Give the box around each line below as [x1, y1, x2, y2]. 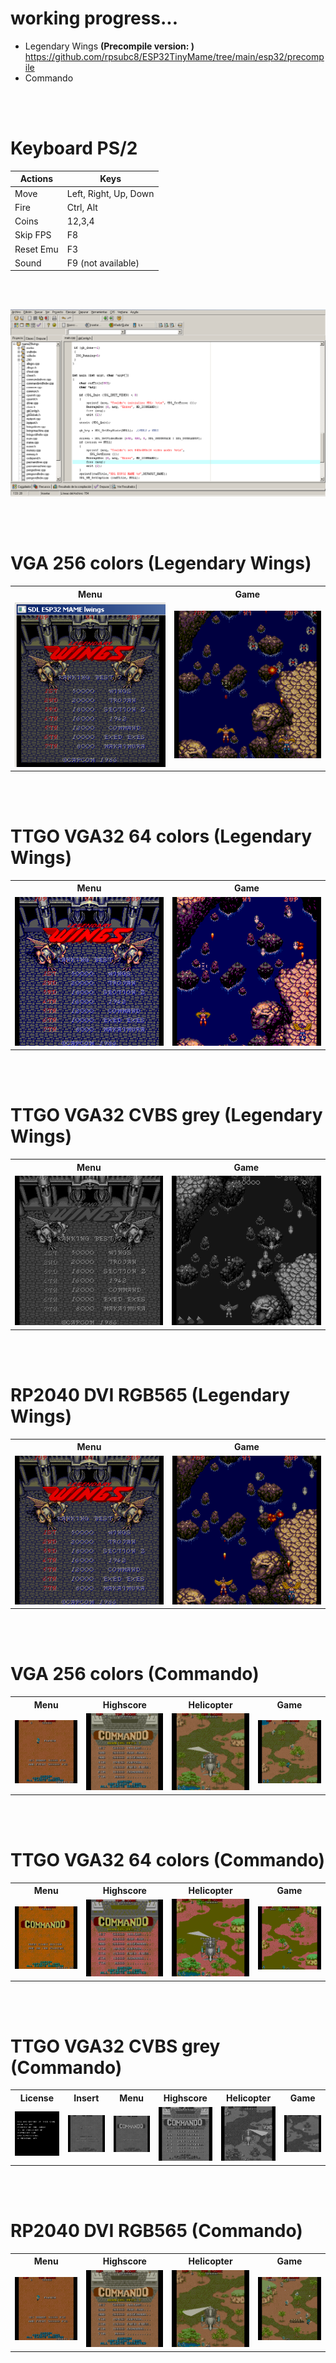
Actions [19, 173, 54, 185]
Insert [73, 2092, 100, 2104]
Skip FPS [14, 229, 52, 241]
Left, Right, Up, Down [66, 187, 155, 199]
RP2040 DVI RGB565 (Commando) [10, 2220, 303, 2242]
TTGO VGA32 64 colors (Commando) [10, 1848, 326, 1871]
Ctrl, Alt [66, 201, 98, 213]
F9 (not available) [66, 257, 140, 269]
